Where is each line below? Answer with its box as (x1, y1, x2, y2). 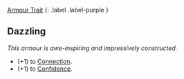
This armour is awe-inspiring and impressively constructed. (7, 44, 178, 52)
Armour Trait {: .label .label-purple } (7, 6, 109, 14)
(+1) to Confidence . (17, 65, 73, 73)
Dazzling (7, 25, 46, 37)
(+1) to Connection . (17, 57, 73, 65)
